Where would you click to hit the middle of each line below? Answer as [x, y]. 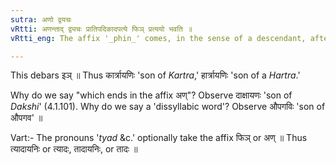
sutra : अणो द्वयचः [41, 19]
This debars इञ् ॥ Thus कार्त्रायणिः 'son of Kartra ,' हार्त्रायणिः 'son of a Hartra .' [155, 75]
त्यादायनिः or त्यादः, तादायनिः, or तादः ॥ [74, 149]
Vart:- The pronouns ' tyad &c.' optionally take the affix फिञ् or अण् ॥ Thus [159, 138]
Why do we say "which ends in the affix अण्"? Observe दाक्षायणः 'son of [151, 95]
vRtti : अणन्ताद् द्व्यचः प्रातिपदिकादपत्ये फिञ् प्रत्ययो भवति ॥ [101, 29]
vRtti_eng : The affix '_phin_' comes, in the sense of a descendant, [158, 38]
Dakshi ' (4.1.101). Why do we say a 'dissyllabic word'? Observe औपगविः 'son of [168, 107]
